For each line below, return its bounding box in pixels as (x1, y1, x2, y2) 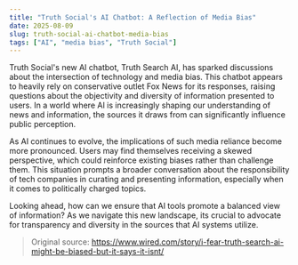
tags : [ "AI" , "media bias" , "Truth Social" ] (9, 37, 177, 47)
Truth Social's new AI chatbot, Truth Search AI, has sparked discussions (9, 62, 274, 73)
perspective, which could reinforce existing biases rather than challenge (9, 155, 274, 165)
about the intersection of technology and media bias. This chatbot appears (9, 72, 283, 83)
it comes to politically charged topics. (9, 183, 147, 194)
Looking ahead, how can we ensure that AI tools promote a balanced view (9, 201, 280, 212)
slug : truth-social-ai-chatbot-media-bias (9, 29, 169, 38)
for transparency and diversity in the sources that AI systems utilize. (9, 220, 259, 230)
